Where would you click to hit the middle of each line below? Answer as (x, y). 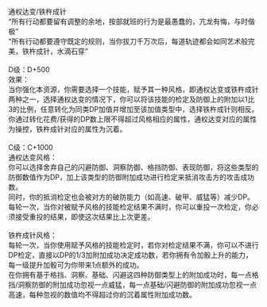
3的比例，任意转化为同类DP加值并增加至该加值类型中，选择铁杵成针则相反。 (133, 109)
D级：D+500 (29, 69)
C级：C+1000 (31, 147)
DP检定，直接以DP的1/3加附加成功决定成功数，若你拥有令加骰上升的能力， (130, 255)
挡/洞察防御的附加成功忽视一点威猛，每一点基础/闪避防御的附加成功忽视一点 (133, 285)
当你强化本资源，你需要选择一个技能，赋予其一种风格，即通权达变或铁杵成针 (133, 89)
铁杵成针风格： (33, 235)
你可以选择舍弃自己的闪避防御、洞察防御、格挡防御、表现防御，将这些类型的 (133, 167)
